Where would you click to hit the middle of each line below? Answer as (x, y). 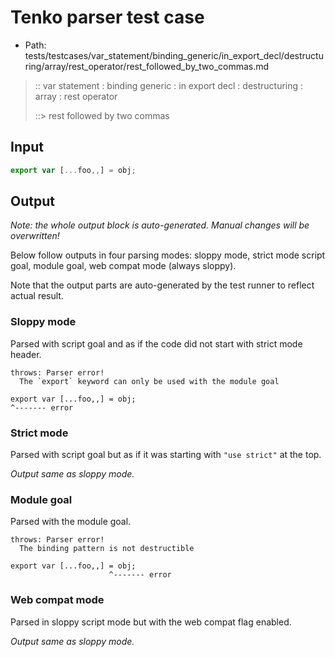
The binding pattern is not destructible (107, 549)
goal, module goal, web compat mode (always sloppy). (123, 266)
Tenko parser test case (107, 17)
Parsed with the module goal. (71, 522)
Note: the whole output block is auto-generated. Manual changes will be (160, 225)
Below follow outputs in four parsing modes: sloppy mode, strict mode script (168, 255)
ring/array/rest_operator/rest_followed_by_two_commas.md (147, 66)
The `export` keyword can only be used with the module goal (149, 381)
